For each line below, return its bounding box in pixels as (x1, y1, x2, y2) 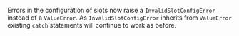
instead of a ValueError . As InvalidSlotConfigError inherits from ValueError (7, 13, 232, 22)
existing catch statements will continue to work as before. (7, 21, 177, 29)
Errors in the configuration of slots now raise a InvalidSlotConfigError (7, 6, 215, 14)
